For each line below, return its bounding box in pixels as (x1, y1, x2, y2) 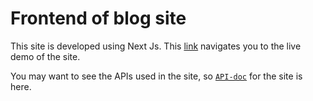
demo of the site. (10, 50, 81, 62)
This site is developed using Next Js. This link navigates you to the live (10, 40, 302, 52)
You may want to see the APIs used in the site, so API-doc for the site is (10, 70, 303, 82)
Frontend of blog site (10, 7, 187, 30)
